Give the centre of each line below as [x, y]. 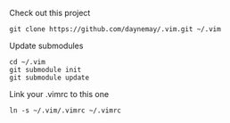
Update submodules [46, 45]
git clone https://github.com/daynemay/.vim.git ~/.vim [115, 29]
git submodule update [49, 78]
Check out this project [50, 13]
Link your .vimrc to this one [59, 94]
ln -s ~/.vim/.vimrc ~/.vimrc [66, 111]
